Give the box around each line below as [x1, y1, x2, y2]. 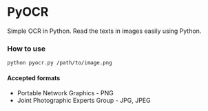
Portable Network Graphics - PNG [17, 89, 114, 97]
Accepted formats [7, 73, 61, 82]
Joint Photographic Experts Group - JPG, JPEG [17, 97, 151, 105]
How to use [7, 44, 46, 53]
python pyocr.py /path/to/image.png [7, 60, 112, 66]
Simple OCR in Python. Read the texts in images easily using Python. [7, 27, 202, 35]
